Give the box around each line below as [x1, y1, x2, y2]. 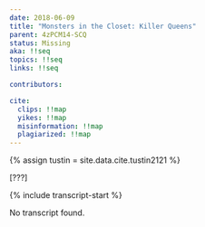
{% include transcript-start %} [9, 190, 122, 201]
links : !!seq [9, 64, 59, 73]
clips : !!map [17, 105, 67, 114]
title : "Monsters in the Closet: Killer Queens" [9, 22, 197, 31]
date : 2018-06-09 [9, 13, 75, 23]
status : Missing [9, 38, 71, 48]
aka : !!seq [9, 47, 51, 56]
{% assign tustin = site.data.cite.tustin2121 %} [9, 155, 181, 166]
